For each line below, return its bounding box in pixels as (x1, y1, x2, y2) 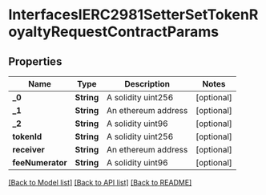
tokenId (12, 131, 42, 142)
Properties (8, 55, 62, 68)
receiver (12, 144, 46, 155)
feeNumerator (12, 157, 67, 168)
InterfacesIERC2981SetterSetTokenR (8, 6, 259, 24)
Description (123, 79, 171, 89)
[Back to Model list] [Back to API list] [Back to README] (8, 178, 192, 187)
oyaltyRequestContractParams (8, 22, 219, 41)
